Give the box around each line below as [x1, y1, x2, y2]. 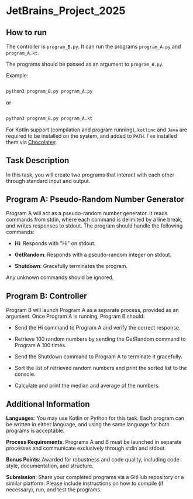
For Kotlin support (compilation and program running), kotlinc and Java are [6, 126, 188, 133]
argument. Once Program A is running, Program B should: [6, 313, 145, 320]
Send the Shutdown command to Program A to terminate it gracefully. [14, 353, 182, 360]
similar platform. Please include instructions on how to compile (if [6, 480, 164, 487]
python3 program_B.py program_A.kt [6, 116, 93, 121]
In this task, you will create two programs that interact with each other [6, 171, 175, 178]
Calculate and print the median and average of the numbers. [14, 382, 160, 389]
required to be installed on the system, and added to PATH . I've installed [6, 132, 177, 139]
